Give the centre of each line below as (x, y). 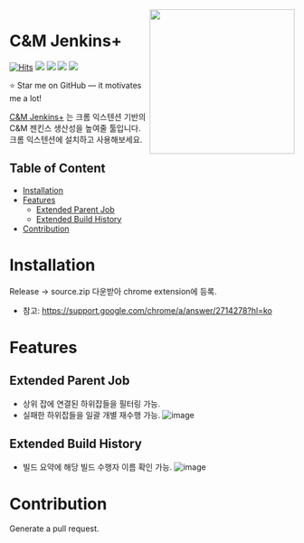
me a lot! (26, 98)
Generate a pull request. (54, 529)
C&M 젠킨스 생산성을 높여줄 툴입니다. (75, 128)
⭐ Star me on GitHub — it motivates (76, 85)
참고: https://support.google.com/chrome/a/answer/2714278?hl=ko (147, 310)
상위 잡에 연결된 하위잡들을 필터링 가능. (91, 403)
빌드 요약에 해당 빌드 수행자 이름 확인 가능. (97, 467)
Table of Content (57, 169)
